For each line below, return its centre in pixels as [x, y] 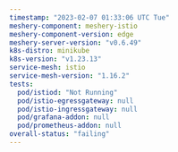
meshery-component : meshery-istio [74, 26]
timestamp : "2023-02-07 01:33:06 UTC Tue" [89, 17]
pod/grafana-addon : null [64, 117]
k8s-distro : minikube [50, 51]
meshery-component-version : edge [72, 34]
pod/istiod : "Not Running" [68, 92]
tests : [21, 84]
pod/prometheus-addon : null [70, 126]
